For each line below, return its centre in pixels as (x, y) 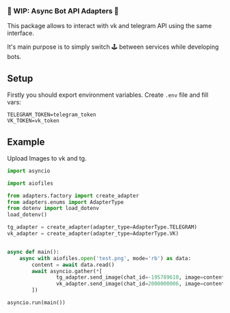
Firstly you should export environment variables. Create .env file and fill (108, 95)
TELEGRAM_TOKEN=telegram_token (52, 115)
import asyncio (29, 171)
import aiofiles (30, 183)
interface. (21, 33)
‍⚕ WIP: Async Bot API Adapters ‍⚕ (63, 11)
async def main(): (33, 252)
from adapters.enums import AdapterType (66, 202)
